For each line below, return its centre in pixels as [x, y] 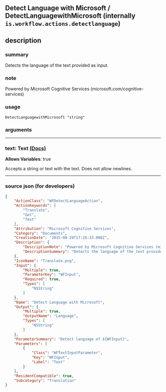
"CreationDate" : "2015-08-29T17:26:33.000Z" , [62, 238]
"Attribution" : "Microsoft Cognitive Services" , [65, 229]
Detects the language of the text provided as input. [57, 65]
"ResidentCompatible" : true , [44, 376]
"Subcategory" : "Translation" [45, 381]
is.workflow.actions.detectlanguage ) [63, 24]
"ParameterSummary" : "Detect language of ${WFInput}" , [72, 339]
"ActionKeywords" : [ [35, 206]
